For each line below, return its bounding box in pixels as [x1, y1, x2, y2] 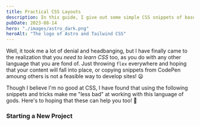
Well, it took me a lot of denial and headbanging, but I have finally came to [6, 47, 187, 54]
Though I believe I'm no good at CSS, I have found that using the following [6, 84, 189, 91]
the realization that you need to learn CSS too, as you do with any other [6, 54, 182, 61]
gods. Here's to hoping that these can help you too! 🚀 [6, 97, 137, 105]
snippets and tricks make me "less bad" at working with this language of [6, 91, 184, 98]
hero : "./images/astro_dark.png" [6, 25, 89, 32]
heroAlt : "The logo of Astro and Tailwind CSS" [6, 31, 127, 37]
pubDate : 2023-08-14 [6, 20, 58, 26]
